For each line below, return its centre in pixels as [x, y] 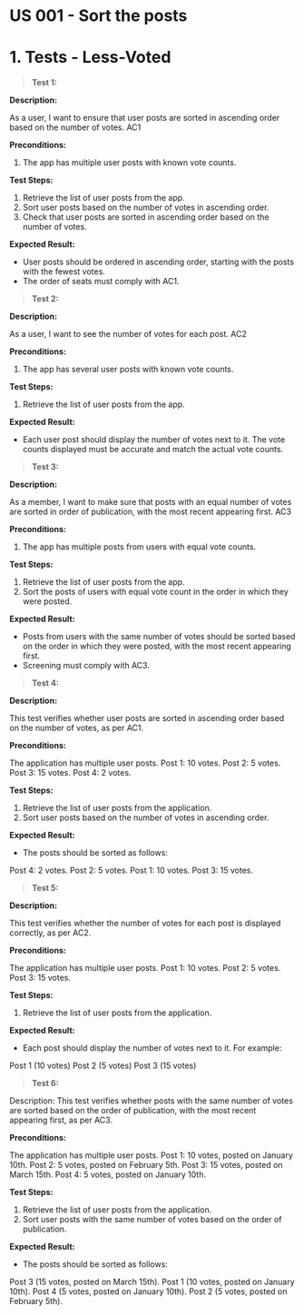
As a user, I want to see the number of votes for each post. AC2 [128, 334]
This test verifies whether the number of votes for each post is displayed [145, 924]
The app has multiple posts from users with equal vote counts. [139, 547]
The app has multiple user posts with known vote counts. [129, 163]
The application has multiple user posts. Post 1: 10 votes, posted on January [151, 1155]
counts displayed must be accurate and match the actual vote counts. [153, 450]
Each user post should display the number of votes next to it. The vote [154, 440]
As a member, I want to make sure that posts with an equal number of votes [151, 502]
